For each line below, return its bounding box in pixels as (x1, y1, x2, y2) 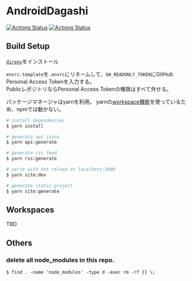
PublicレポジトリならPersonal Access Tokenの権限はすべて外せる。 (6, 85, 172, 92)
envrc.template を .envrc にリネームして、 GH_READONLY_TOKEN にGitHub (6, 70, 174, 78)
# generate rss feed (6, 150, 58, 156)
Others (6, 237, 33, 248)
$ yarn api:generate (6, 139, 58, 146)
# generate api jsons (6, 134, 60, 140)
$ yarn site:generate (6, 188, 60, 194)
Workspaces (6, 205, 55, 215)
